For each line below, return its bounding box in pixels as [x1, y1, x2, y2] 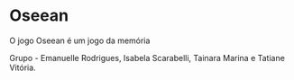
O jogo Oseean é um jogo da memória [9, 35, 151, 46]
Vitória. [9, 62, 36, 73]
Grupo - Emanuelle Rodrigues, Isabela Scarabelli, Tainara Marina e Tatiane [9, 52, 286, 63]
